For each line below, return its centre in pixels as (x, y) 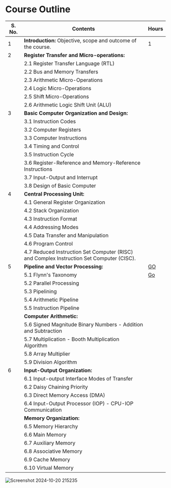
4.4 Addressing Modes (51, 227)
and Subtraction (43, 331)
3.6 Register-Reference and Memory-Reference (82, 162)
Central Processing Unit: (54, 194)
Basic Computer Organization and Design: (76, 113)
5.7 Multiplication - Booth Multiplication (72, 339)
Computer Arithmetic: (51, 316)
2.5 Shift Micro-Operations (56, 96)
